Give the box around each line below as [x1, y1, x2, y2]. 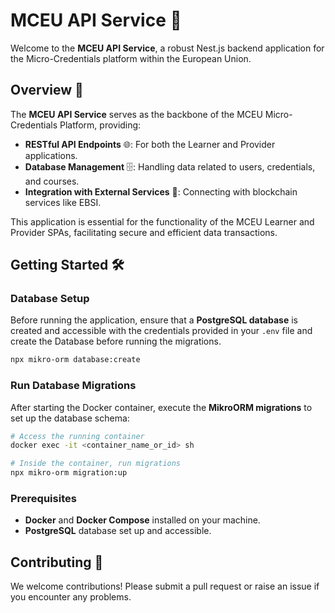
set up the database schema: [10, 412, 130, 424]
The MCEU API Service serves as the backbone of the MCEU [10, 108, 263, 120]
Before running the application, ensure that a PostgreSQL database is [10, 314, 298, 326]
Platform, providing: [59, 119, 142, 131]
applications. [24, 149, 78, 161]
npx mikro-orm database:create [10, 355, 141, 365]
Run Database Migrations [10, 379, 137, 393]
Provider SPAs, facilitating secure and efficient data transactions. [10, 226, 278, 238]
